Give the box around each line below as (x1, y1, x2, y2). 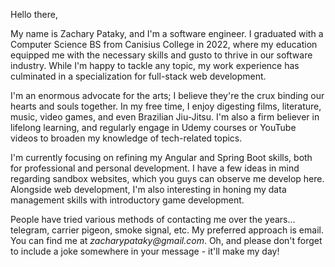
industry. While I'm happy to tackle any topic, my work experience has (10, 60, 300, 71)
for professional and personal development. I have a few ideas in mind (10, 162, 300, 174)
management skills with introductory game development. (10, 194, 245, 206)
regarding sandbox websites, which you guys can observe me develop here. (10, 173, 325, 184)
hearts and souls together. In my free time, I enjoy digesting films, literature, (10, 100, 322, 112)
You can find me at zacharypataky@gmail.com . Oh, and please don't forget (10, 235, 323, 246)
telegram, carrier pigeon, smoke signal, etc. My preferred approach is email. (10, 224, 324, 236)
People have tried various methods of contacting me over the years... (10, 214, 296, 225)
